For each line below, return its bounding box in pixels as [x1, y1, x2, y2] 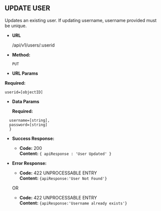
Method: [12, 52, 31, 58]
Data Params [12, 98, 40, 104]
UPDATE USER [5, 4, 51, 13]
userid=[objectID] [5, 90, 43, 95]
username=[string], [9, 118, 50, 123]
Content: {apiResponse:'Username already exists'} [19, 200, 127, 206]
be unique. [5, 23, 27, 29]
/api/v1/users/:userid [12, 42, 55, 48]
